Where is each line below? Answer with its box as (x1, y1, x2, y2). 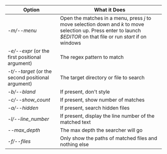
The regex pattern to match (60, 54, 124, 60)
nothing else (60, 141, 89, 148)
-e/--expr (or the (7, 48, 50, 54)
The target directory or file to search (60, 74, 145, 81)
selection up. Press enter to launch (60, 27, 141, 34)
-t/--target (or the (7, 68, 52, 75)
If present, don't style (60, 89, 110, 95)
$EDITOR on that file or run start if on (60, 33, 147, 40)
